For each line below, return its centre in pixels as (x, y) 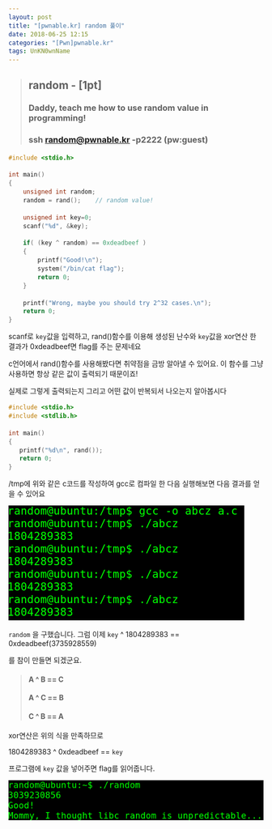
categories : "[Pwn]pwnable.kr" (61, 43)
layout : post (30, 17)
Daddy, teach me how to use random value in (118, 108)
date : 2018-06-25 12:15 (49, 34)
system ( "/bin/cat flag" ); (81, 269)
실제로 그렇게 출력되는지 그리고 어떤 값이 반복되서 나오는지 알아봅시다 (117, 391)
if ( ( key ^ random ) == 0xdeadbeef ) (85, 243)
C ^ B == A (46, 716)
